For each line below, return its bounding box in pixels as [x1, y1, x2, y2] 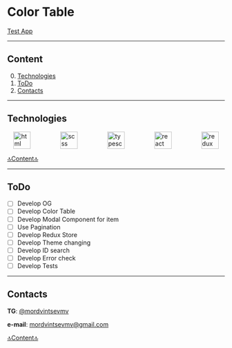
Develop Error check [17, 254, 76, 262]
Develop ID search [17, 246, 70, 254]
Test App [7, 27, 33, 35]
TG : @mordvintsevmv [7, 307, 69, 315]
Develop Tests [17, 261, 59, 269]
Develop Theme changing [17, 238, 91, 247]
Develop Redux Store [17, 230, 78, 238]
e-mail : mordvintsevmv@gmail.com [7, 320, 109, 328]
